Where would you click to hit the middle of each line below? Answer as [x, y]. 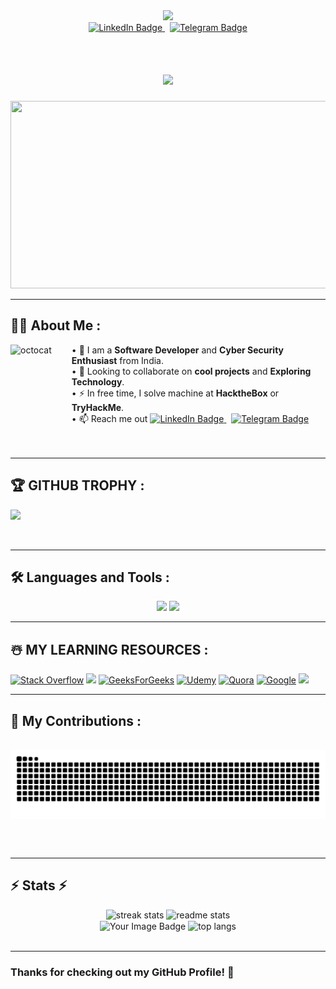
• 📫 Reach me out [109, 418]
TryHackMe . [98, 407]
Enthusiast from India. [118, 360]
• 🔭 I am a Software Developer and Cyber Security [177, 350]
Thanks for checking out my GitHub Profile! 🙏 [122, 972]
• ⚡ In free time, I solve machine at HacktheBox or [175, 393]
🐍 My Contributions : [76, 720]
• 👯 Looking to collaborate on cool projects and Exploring [191, 371]
